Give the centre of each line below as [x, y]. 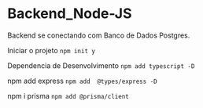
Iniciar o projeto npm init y [52, 50]
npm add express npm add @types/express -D [83, 81]
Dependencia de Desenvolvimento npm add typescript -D [101, 65]
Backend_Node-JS [70, 14]
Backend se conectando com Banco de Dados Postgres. [99, 35]
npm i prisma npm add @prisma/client [68, 95]
